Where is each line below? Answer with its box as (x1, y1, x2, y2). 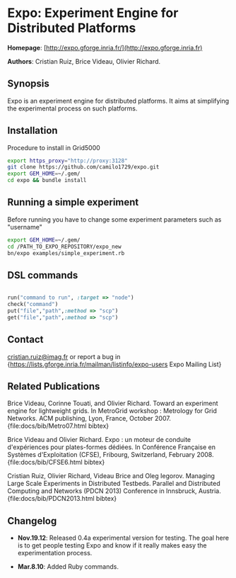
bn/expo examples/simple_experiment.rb (7, 249, 125, 256)
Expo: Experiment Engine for (7, 5, 179, 21)
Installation (7, 125, 58, 137)
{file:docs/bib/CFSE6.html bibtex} (7, 458, 105, 467)
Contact (7, 334, 44, 346)
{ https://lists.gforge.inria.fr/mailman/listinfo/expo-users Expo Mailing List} (7, 360, 222, 368)
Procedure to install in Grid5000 (7, 143, 100, 152)
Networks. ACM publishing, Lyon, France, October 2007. (7, 414, 171, 423)
